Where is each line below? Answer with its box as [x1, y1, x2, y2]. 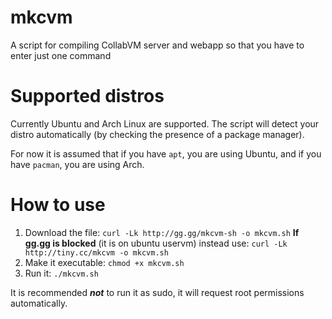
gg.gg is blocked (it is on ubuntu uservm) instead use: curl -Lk [24, 237, 288, 249]
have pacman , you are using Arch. [10, 158, 145, 170]
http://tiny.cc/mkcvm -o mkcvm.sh [24, 247, 169, 258]
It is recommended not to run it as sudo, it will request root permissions [10, 286, 305, 298]
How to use [10, 194, 106, 216]
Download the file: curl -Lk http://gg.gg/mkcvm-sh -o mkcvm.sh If [24, 226, 300, 238]
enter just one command [10, 49, 112, 61]
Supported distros [10, 85, 165, 108]
